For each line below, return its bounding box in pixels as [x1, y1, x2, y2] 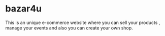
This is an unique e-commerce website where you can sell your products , [5, 19, 160, 25]
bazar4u [5, 3, 42, 14]
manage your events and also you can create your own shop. [5, 24, 133, 30]
